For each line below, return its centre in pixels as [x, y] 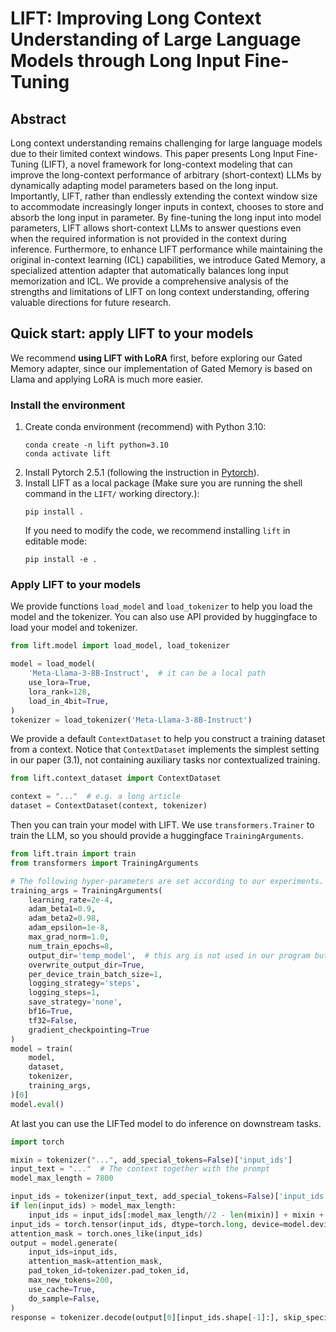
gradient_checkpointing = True [89, 1030]
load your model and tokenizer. [74, 628]
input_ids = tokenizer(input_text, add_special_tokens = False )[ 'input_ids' [169, 1197]
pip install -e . [61, 560]
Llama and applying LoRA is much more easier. [107, 379]
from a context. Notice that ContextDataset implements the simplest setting [165, 749]
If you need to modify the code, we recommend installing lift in [157, 531]
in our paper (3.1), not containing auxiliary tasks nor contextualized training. [165, 760]
